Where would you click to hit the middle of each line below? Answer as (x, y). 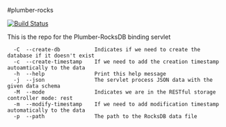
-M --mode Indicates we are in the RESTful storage (115, 92)
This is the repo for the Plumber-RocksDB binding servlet (89, 37)
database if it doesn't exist (51, 56)
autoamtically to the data (46, 68)
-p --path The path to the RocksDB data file (105, 117)
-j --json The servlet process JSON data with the (113, 80)
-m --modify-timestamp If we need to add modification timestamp (116, 104)
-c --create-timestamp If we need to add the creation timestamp (116, 62)
